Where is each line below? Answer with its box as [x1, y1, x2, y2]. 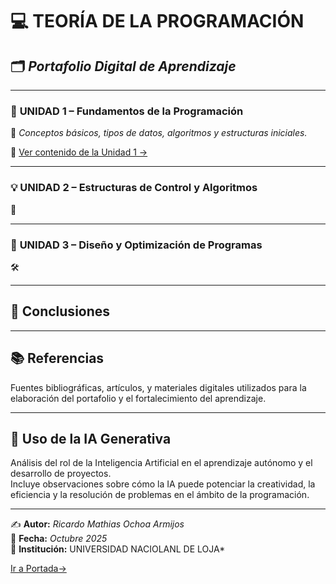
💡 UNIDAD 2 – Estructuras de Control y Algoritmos [10, 181, 258, 195]
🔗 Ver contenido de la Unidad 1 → [10, 146, 148, 158]
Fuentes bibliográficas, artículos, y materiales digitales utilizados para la [10, 381, 307, 393]
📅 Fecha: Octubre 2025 [10, 533, 108, 545]
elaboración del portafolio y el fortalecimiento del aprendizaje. [10, 392, 267, 404]
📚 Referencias [10, 350, 105, 367]
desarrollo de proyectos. [10, 468, 112, 480]
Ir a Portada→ [10, 563, 67, 575]
